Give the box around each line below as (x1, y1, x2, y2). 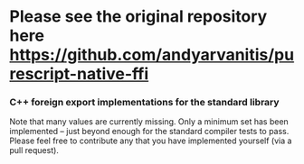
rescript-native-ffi (9, 64, 149, 85)
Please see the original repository (9, 6, 268, 27)
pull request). (9, 145, 59, 156)
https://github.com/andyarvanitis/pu (9, 45, 295, 65)
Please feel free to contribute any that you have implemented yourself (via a (9, 135, 292, 146)
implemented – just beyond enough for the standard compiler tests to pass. (9, 126, 290, 137)
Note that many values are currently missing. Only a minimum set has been (9, 116, 290, 127)
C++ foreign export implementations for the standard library (9, 96, 280, 109)
